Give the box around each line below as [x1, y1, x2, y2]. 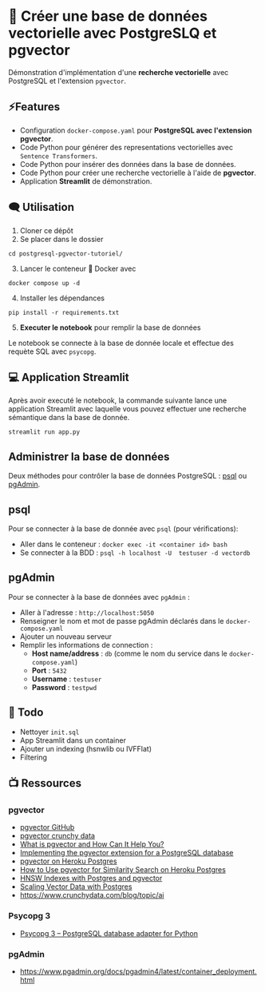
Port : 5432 [31, 665, 67, 675]
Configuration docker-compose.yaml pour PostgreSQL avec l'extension [19, 125, 252, 135]
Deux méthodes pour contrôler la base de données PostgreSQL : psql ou [8, 471, 247, 481]
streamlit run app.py [8, 428, 81, 436]
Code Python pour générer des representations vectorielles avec [19, 142, 234, 152]
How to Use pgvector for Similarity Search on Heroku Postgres [19, 865, 226, 875]
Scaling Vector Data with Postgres [19, 882, 132, 891]
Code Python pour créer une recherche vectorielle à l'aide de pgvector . [19, 168, 257, 177]
